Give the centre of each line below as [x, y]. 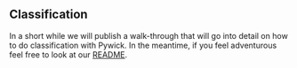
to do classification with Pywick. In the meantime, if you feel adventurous [143, 45]
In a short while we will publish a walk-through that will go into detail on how [149, 35]
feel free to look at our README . [68, 54]
